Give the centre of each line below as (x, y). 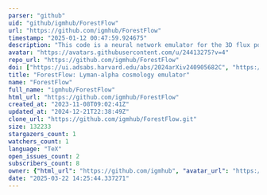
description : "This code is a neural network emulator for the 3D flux (129, 45)
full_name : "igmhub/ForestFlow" (62, 90)
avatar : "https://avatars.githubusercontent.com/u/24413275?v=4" (118, 53)
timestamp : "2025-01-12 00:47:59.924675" (78, 38)
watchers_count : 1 (39, 141)
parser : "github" (37, 16)
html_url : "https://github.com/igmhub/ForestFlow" (94, 97)
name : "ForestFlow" (41, 82)
